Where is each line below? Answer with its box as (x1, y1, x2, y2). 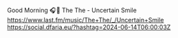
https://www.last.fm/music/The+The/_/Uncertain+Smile (7, 16, 164, 24)
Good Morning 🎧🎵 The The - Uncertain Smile (7, 6, 137, 14)
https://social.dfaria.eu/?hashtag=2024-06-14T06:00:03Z (7, 23, 171, 31)
